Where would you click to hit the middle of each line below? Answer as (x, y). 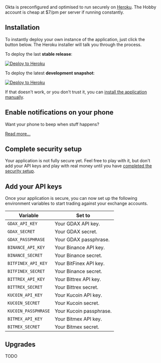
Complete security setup (44, 149)
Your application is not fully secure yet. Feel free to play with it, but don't (78, 161)
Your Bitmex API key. (78, 319)
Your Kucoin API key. (78, 295)
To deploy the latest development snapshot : (50, 73)
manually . (15, 97)
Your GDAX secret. (76, 232)
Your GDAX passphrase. (82, 240)
